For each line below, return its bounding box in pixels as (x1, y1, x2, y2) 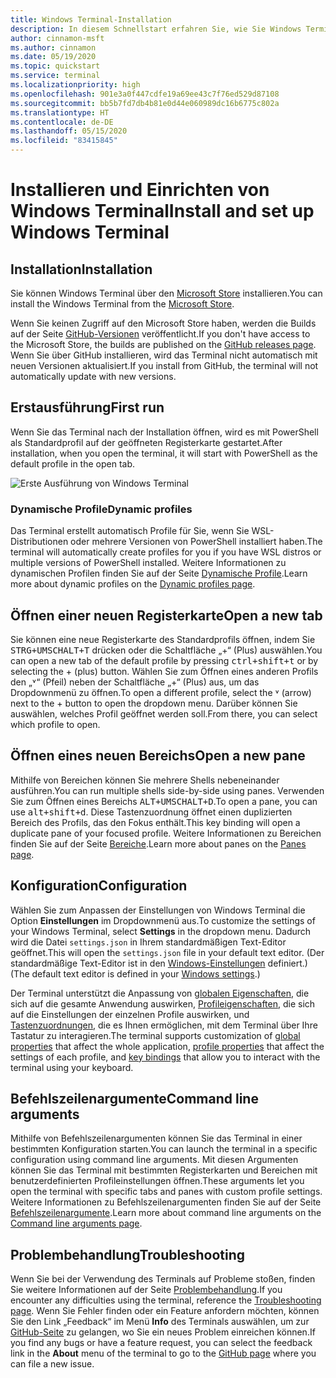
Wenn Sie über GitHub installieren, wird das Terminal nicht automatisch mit (10, 349, 318, 361)
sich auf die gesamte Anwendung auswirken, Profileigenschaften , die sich (10, 997, 316, 1010)
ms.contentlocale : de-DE (10, 117, 114, 127)
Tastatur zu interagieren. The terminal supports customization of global (10, 1029, 301, 1041)
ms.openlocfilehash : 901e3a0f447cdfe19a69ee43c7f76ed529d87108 (10, 89, 280, 99)
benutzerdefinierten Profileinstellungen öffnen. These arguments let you (10, 1175, 305, 1187)
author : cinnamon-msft (10, 33, 105, 43)
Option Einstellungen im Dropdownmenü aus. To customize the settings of (10, 914, 316, 926)
